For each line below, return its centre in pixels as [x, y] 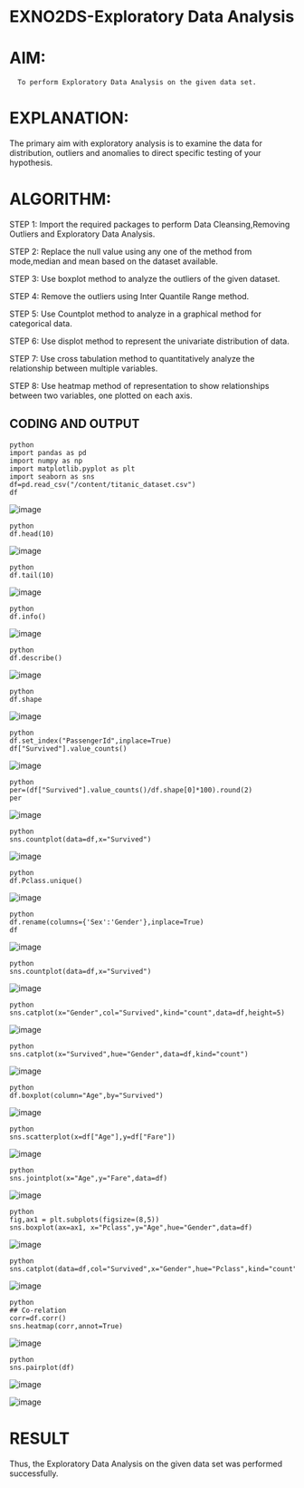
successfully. [34, 1473]
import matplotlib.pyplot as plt [72, 469]
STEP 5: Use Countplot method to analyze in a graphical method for [136, 314]
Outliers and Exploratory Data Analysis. [82, 234]
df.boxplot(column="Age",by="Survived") [87, 1095]
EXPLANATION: [69, 118]
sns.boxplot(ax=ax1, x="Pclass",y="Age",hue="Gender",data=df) [131, 1227]
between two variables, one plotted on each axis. [101, 395]
